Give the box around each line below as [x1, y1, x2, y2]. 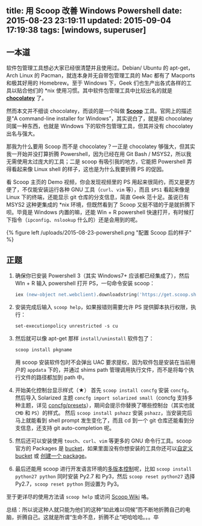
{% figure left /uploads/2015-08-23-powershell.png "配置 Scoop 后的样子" [6, 229, 192, 236]
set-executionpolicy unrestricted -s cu [14, 323, 118, 329]
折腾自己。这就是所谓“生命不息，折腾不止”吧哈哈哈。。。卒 [16, 513, 159, 521]
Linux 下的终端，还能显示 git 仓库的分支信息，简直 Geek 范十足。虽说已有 [6, 193, 189, 201]
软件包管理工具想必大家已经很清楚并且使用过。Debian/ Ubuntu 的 [6, 64, 169, 71]
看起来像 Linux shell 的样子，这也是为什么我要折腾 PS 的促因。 [11, 166, 167, 173]
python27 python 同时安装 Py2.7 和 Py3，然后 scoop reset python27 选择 [14, 472, 195, 479]
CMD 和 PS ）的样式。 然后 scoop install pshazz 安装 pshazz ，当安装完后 [14, 409, 193, 416]
